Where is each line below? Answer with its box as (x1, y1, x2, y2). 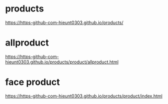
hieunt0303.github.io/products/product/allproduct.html (5, 58, 119, 65)
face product (5, 76, 60, 88)
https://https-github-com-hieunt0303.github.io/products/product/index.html (5, 93, 163, 99)
